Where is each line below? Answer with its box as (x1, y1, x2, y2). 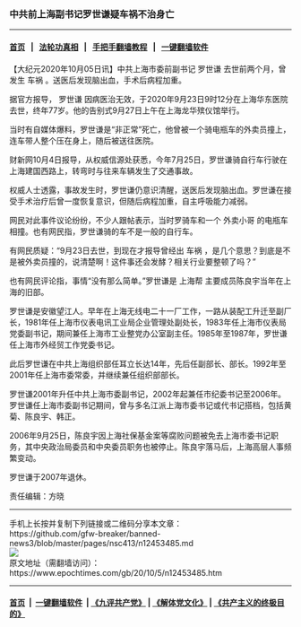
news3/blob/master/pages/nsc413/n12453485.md (9, 537, 194, 548)
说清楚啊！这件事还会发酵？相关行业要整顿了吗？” (71, 256, 257, 266)
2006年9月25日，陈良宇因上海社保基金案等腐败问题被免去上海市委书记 (9, 430, 271, 440)
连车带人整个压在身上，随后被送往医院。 (9, 135, 159, 145)
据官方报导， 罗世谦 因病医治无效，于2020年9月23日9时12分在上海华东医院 (9, 93, 288, 104)
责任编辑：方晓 (9, 491, 64, 501)
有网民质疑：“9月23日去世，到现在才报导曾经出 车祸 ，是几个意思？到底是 (9, 245, 283, 256)
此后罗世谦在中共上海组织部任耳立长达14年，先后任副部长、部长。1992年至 (9, 358, 287, 369)
